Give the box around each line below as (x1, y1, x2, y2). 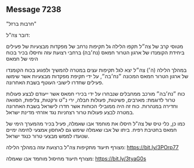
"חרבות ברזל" (6, 20, 37, 27)
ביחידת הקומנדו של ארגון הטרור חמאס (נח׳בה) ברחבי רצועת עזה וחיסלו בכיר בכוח (6, 49, 185, 56)
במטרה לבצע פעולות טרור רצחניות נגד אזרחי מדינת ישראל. (6, 108, 135, 116)
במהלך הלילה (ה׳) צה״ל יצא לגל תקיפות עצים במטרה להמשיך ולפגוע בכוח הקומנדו (6, 66, 187, 73)
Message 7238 (6, 5, 62, 15)
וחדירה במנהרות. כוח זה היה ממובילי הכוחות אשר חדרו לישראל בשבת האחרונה (6, 102, 178, 110)
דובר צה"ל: (6, 32, 30, 38)
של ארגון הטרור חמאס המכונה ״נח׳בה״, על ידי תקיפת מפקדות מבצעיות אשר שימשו (6, 72, 189, 79)
